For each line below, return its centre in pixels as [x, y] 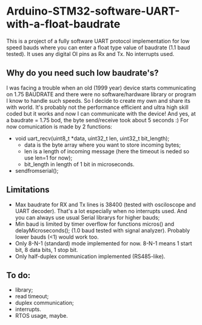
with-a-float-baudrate [63, 24]
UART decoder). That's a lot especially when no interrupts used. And [101, 211]
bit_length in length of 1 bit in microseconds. [79, 164]
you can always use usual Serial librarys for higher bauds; [87, 217]
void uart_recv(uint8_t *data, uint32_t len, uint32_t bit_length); [92, 138]
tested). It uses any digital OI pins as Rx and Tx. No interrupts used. [90, 54]
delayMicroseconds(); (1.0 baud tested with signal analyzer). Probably [102, 230]
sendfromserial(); [37, 170]
